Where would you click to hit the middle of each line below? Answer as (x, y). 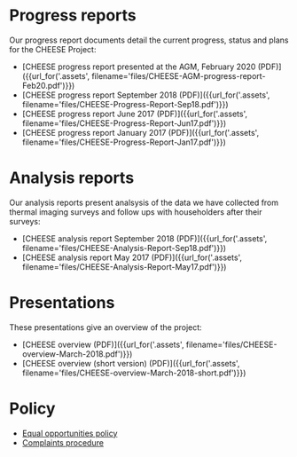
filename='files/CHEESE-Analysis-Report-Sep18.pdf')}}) (124, 248)
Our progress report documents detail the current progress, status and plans (149, 40)
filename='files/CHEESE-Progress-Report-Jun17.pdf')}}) (124, 123)
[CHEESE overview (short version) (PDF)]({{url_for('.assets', (131, 363)
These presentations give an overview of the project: (106, 327)
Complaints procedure (63, 442)
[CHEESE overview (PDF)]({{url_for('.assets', (103, 344)
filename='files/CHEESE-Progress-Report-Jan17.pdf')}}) (124, 142)
